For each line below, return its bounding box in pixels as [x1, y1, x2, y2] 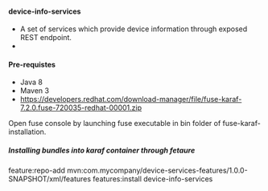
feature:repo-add [8, 165, 66, 176]
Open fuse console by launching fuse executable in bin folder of [8, 119, 221, 128]
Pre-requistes [8, 59, 56, 69]
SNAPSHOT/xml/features [8, 174, 91, 184]
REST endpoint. [19, 33, 72, 43]
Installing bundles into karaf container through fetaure [8, 145, 196, 155]
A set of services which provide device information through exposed [19, 24, 248, 34]
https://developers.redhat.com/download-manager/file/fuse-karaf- [19, 95, 242, 104]
